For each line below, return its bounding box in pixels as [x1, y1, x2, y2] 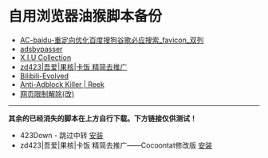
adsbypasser [19, 44, 63, 53]
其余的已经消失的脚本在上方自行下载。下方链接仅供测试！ [8, 113, 197, 123]
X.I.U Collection [19, 53, 72, 62]
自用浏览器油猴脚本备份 [8, 7, 163, 26]
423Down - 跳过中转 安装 [19, 130, 104, 140]
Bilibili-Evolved [19, 71, 69, 81]
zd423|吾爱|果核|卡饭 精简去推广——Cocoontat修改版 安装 [19, 140, 213, 150]
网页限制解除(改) [19, 89, 75, 98]
